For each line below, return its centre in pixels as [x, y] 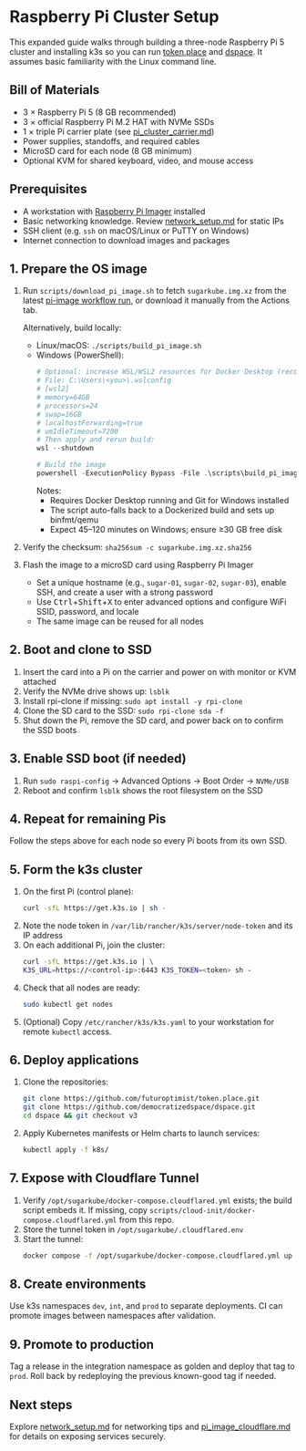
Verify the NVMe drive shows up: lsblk [96, 691]
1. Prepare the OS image [78, 269]
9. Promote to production [82, 1344]
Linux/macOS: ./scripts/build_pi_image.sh [119, 346]
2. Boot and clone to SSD [81, 650]
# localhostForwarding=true [89, 423]
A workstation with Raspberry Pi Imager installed [114, 211]
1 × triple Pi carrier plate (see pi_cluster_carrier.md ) [118, 131]
